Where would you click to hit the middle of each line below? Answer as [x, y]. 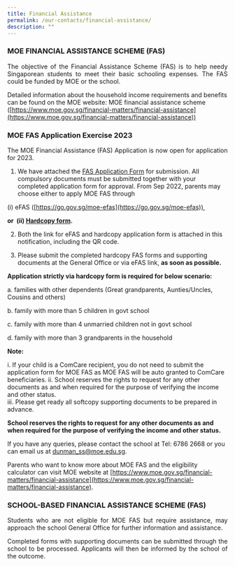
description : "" [31, 27]
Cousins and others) [37, 297]
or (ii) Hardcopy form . [40, 220]
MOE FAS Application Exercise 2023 [70, 135]
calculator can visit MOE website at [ [60, 472]
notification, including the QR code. [68, 241]
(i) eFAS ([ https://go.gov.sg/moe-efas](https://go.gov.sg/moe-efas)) [106, 207]
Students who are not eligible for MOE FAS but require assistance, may [117, 521]
